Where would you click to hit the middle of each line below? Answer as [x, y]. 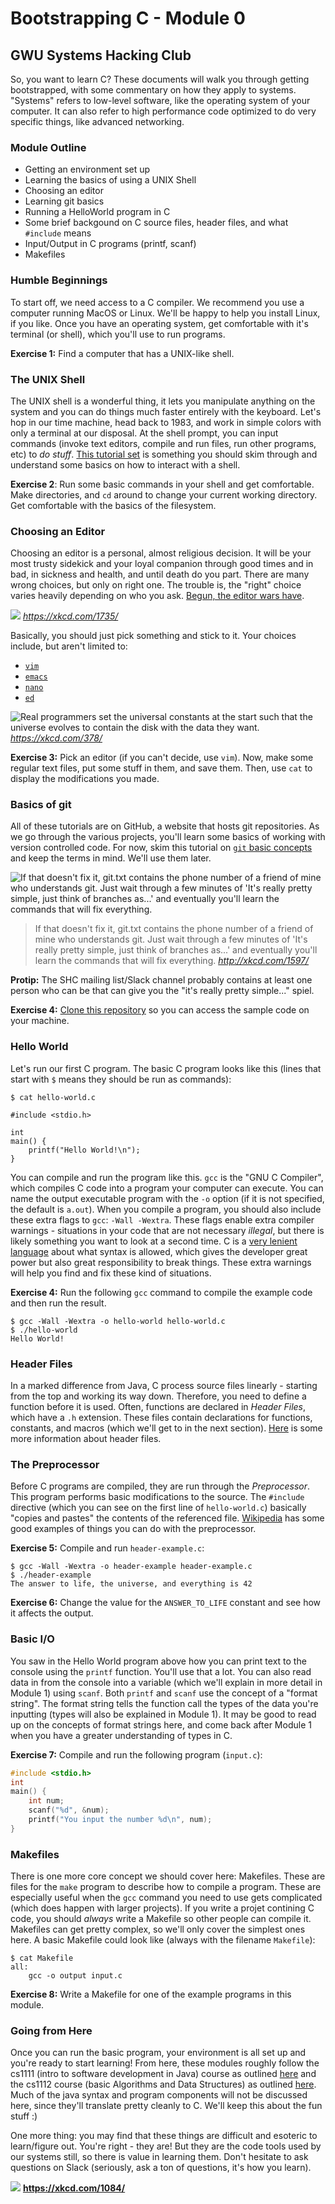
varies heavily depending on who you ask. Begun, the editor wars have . [157, 596]
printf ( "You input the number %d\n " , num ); [120, 1820]
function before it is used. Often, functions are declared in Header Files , [158, 1407]
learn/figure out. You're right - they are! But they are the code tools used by [166, 2146]
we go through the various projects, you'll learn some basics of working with [168, 837]
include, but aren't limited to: [69, 646]
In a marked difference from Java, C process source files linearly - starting [164, 1386]
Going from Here [51, 2031]
